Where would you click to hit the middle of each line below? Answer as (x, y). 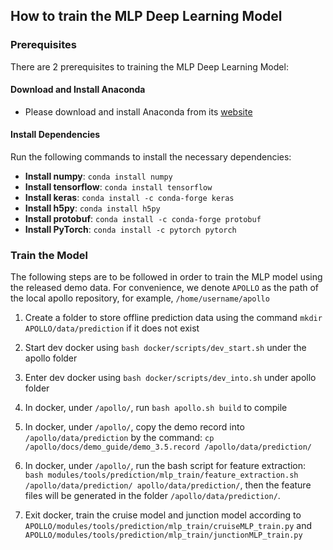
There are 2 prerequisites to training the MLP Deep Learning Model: (149, 66)
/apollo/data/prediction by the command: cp (119, 438)
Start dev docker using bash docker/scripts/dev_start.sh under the (165, 348)
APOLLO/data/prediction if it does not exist (112, 328)
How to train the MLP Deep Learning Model (146, 16)
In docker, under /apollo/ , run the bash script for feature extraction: (165, 466)
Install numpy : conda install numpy (98, 176)
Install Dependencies (55, 135)
